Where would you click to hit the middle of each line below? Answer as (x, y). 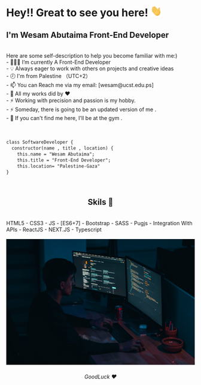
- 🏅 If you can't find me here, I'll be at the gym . (64, 118)
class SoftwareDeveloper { (40, 142)
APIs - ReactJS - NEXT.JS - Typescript (54, 229)
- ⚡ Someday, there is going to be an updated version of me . (81, 109)
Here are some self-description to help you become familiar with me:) (92, 56)
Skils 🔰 (100, 202)
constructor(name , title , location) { (63, 148)
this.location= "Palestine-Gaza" (59, 166)
